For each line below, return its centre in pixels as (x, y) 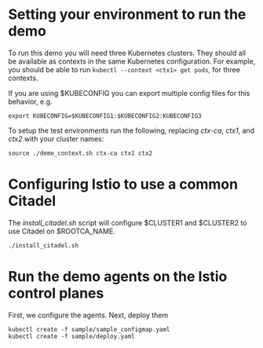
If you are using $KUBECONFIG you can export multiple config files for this (129, 93)
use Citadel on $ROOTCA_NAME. (62, 231)
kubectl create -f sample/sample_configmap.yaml (89, 329)
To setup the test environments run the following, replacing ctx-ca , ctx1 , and (131, 130)
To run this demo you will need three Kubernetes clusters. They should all (127, 53)
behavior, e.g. (30, 101)
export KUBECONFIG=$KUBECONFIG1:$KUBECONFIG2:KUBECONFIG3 (105, 115)
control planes (56, 293)
